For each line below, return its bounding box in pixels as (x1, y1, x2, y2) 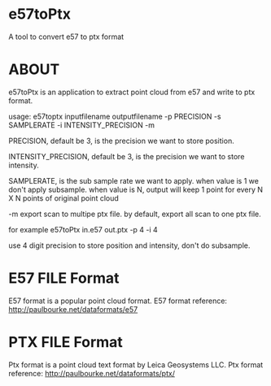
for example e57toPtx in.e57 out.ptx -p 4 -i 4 (8, 224, 159, 234)
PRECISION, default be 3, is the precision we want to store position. (8, 136, 234, 145)
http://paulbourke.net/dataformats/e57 (8, 304, 138, 314)
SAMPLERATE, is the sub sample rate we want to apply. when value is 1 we (8, 176, 259, 185)
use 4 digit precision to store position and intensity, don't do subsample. (8, 241, 251, 250)
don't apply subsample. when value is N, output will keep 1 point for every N (8, 184, 263, 194)
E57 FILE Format (8, 269, 120, 288)
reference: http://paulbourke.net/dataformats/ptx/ (8, 368, 175, 378)
